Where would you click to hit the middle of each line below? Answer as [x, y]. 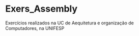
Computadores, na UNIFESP [35, 28]
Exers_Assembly [41, 9]
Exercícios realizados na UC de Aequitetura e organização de [69, 23]
